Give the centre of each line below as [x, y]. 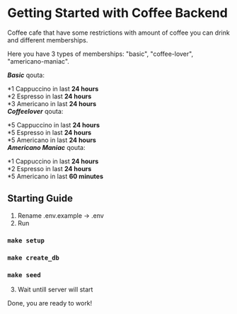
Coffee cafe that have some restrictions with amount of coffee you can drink [118, 33]
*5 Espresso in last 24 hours [50, 132]
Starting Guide [40, 198]
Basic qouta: [26, 75]
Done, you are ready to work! [50, 303]
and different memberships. [48, 40]
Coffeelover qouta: [35, 111]
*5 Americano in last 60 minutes [56, 176]
